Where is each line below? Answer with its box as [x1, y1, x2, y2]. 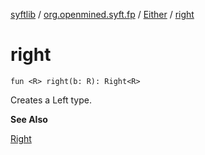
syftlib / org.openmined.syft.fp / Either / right [10, 9, 195, 20]
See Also [10, 113, 48, 125]
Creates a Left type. [10, 94, 92, 106]
